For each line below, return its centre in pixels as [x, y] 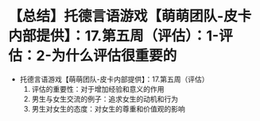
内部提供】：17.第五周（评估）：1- [114, 36]
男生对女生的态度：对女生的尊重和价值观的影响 [108, 108]
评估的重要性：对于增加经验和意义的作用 [98, 89]
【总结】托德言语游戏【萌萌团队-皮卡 [130, 16]
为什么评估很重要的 [114, 56]
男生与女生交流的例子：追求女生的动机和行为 [105, 99]
